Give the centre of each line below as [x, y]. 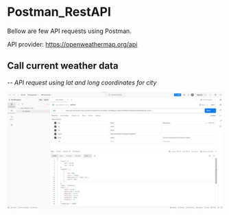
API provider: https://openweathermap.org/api [72, 44]
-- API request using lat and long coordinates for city [82, 82]
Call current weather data [63, 66]
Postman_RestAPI [59, 12]
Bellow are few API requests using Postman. [69, 31]
